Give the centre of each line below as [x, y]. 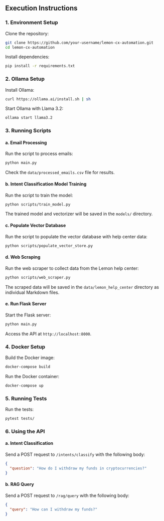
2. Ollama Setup [25, 79]
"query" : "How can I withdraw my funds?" [54, 509]
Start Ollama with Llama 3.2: [34, 109]
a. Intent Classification [29, 443]
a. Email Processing [26, 142]
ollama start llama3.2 [29, 118]
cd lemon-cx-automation [30, 47]
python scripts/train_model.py [38, 204]
